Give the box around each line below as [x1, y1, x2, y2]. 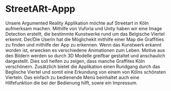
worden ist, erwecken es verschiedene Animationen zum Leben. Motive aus [5, 47, 165, 53]
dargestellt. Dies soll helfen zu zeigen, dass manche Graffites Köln [5, 58, 145, 64]
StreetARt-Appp [5, 3, 76, 15]
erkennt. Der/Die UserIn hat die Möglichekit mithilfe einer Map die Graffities [5, 36, 164, 42]
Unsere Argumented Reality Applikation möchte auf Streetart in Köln [5, 20, 149, 26]
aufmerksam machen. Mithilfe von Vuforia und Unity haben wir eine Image [5, 25, 162, 31]
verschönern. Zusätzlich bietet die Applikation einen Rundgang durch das [5, 63, 160, 70]
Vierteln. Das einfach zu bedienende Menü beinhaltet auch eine [5, 74, 140, 80]
